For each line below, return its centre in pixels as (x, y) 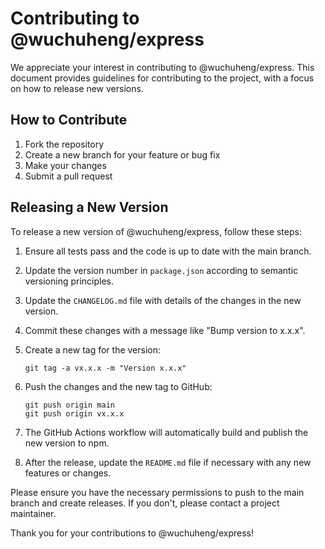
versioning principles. (69, 281)
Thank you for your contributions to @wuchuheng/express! (132, 533)
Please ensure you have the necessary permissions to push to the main (157, 492)
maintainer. (33, 513)
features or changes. (68, 473)
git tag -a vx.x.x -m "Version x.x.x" (105, 368)
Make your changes (65, 165)
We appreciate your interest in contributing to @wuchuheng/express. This (162, 67)
